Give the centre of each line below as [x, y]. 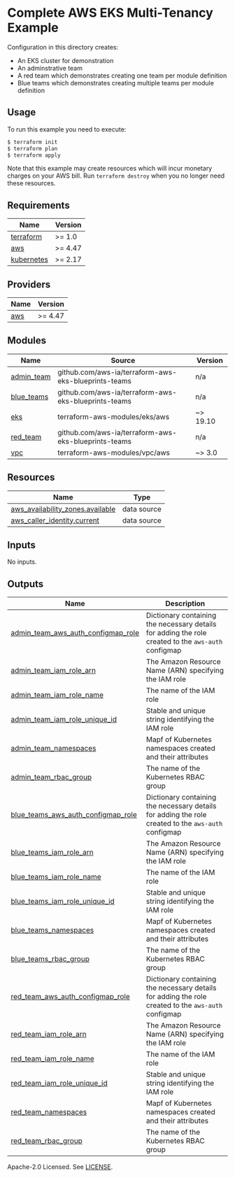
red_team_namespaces [49, 1112]
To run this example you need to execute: [67, 129]
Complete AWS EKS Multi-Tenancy [110, 13]
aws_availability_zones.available [63, 509]
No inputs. [22, 562]
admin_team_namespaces [54, 748]
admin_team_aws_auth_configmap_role [75, 633]
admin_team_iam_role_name [57, 695]
